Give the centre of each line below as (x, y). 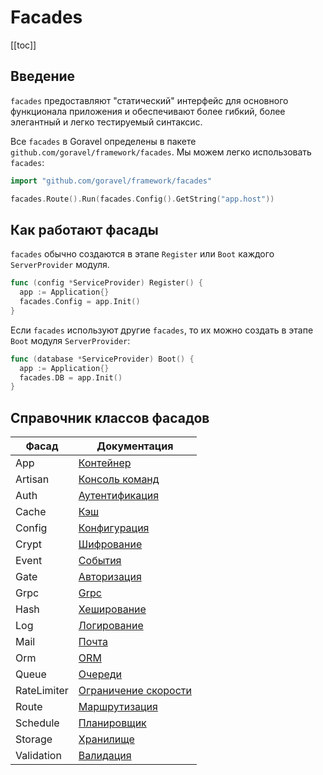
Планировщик (112, 723)
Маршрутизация (118, 707)
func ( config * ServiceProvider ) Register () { (106, 283)
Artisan (32, 479)
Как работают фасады (84, 229)
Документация (135, 446)
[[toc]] (23, 45)
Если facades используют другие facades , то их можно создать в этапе (162, 330)
